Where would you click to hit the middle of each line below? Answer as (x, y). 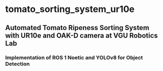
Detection (18, 63)
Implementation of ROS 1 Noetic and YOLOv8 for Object (74, 57)
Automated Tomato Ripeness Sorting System (77, 28)
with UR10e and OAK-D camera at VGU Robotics (81, 35)
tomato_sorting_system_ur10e (70, 9)
